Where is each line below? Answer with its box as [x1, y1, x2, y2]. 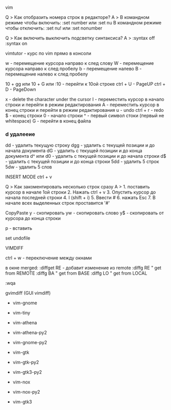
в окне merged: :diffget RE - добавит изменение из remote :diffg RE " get [5, 265, 162, 271]
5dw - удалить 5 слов [5, 164, 52, 170]
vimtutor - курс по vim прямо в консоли [5, 51, 91, 56]
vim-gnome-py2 [12, 340, 47, 346]
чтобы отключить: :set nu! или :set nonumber [5, 25, 103, 31]
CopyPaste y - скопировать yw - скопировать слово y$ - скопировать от [5, 210, 164, 216]
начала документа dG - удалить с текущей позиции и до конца [5, 148, 142, 154]
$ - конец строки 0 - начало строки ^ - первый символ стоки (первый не [5, 112, 164, 118]
